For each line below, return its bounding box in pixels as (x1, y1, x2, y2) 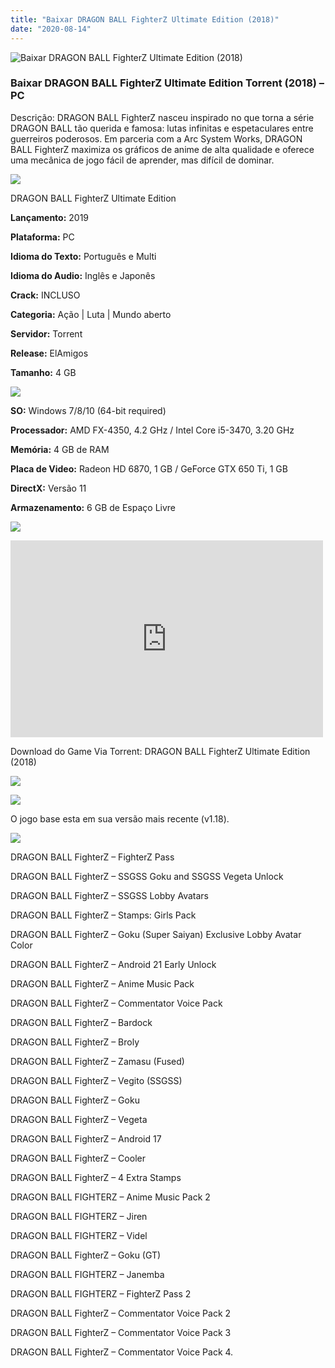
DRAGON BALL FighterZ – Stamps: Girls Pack (10, 909, 197, 921)
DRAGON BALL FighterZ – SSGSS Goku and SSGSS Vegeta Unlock (10, 870, 284, 882)
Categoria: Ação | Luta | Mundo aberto (10, 308, 172, 320)
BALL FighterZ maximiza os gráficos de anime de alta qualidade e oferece (10, 143, 315, 155)
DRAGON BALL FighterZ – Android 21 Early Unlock (10, 958, 217, 970)
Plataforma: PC (10, 231, 75, 243)
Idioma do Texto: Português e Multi (10, 250, 157, 262)
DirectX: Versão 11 (10, 482, 87, 494)
